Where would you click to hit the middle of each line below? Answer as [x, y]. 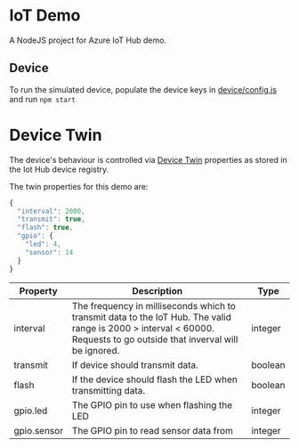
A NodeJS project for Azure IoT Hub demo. [88, 40]
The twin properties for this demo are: [79, 186]
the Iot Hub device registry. [59, 169]
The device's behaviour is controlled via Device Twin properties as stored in [148, 159]
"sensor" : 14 [49, 252]
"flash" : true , [45, 228]
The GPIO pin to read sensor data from [153, 430]
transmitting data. [108, 390]
